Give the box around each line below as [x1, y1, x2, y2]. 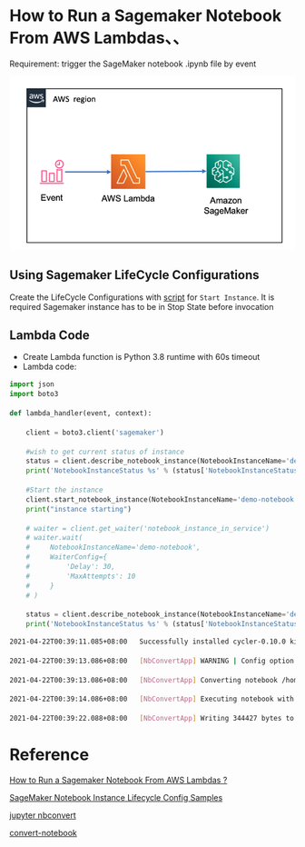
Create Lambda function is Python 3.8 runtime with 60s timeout [22, 352, 261, 363]
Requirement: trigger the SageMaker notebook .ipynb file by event [9, 58, 257, 69]
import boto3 [9, 390, 59, 399]
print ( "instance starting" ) [25, 504, 132, 513]
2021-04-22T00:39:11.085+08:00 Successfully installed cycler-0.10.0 [9, 637, 286, 646]
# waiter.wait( [25, 533, 84, 543]
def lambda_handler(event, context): [9, 409, 152, 418]
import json [9, 380, 54, 389]
